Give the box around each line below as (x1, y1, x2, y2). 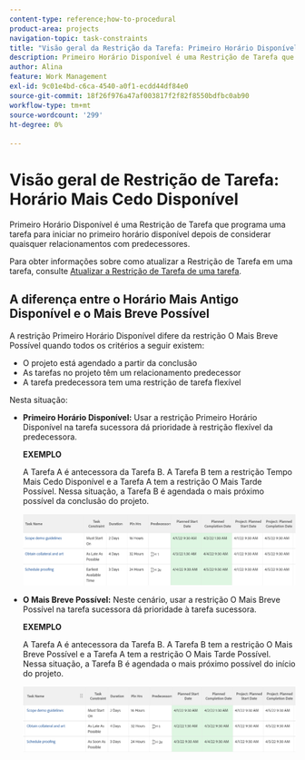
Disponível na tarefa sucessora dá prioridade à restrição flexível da (22, 421, 274, 432)
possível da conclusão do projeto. (22, 495, 150, 506)
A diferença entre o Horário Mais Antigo (9, 291, 239, 308)
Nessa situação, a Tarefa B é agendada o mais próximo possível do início (22, 658, 296, 669)
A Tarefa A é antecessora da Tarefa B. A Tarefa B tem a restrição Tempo (22, 466, 293, 477)
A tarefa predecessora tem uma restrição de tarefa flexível (22, 377, 241, 388)
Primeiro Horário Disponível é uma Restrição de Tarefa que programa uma (9, 219, 286, 231)
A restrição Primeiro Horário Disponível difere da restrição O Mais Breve (9, 330, 279, 341)
